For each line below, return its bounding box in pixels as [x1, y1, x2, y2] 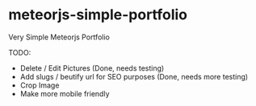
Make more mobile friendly [19, 88, 110, 98]
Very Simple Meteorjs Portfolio [8, 32, 111, 42]
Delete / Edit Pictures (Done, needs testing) [19, 63, 165, 73]
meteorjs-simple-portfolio [8, 6, 188, 24]
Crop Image [19, 80, 60, 90]
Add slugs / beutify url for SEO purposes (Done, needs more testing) [19, 71, 249, 81]
